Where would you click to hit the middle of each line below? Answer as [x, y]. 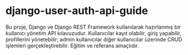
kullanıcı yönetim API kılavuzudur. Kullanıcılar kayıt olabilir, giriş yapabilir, [93, 33]
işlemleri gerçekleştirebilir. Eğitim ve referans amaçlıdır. [72, 46]
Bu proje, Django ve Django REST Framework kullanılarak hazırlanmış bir [93, 27]
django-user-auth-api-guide [77, 11]
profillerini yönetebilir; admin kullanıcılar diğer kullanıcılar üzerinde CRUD [94, 39]
